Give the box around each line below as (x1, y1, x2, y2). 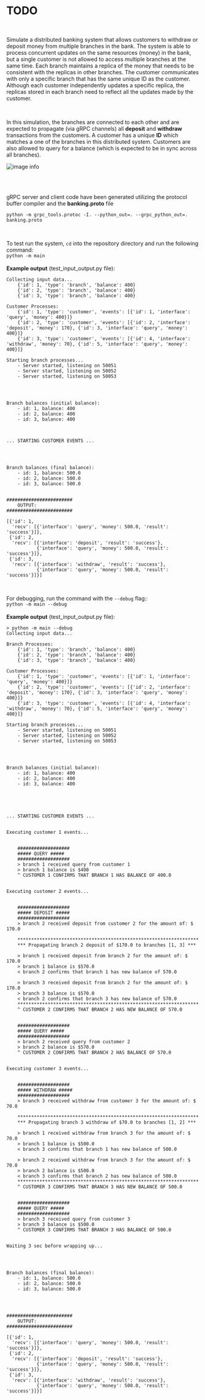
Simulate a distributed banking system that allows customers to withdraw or (6, 36, 198, 43)
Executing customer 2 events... (6, 888, 89, 894)
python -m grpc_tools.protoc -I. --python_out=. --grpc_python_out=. (6, 211, 188, 218)
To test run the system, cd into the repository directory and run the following (6, 239, 199, 247)
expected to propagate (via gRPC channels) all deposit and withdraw (6, 125, 182, 132)
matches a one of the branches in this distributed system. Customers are (6, 138, 191, 145)
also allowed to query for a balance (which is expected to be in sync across (6, 144, 198, 152)
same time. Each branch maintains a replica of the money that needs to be (6, 62, 195, 69)
